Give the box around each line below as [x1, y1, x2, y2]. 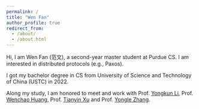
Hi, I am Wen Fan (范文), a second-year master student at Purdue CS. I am [6, 54, 189, 60]
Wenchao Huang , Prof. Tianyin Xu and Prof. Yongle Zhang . [6, 96, 151, 103]
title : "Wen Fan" [6, 14, 50, 20]
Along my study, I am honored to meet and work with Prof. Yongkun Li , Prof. [6, 90, 194, 96]
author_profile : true [6, 20, 61, 26]
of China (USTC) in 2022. [6, 78, 69, 85]
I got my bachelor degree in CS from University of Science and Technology [6, 72, 192, 79]
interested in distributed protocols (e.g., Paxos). [6, 60, 124, 67]
